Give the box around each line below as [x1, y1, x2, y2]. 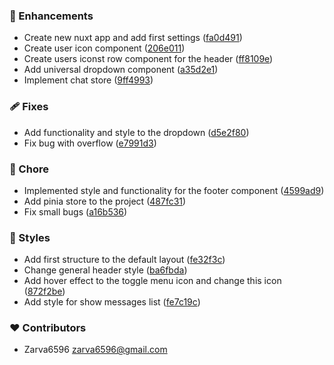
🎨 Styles [9, 230, 51, 244]
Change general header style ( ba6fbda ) [23, 264, 188, 276]
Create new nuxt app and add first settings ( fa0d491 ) [23, 32, 243, 44]
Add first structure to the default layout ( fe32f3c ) [23, 254, 226, 266]
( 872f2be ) [23, 285, 66, 298]
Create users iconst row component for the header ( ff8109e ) [23, 53, 274, 65]
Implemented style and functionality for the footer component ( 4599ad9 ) [23, 184, 325, 196]
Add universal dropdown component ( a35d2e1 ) [23, 64, 219, 76]
